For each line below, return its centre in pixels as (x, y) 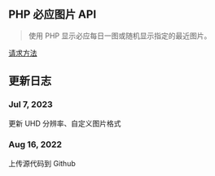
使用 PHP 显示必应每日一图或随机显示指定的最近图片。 (120, 36)
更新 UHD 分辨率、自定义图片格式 (65, 123)
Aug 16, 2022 (35, 144)
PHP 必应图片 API (53, 15)
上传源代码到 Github (42, 163)
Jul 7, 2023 (31, 105)
